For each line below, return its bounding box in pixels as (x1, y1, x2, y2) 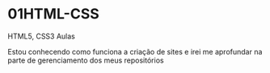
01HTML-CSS (7, 5, 100, 23)
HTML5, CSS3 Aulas (7, 31, 76, 41)
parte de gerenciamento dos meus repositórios (7, 55, 164, 65)
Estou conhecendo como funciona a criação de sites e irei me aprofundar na (7, 47, 263, 56)
